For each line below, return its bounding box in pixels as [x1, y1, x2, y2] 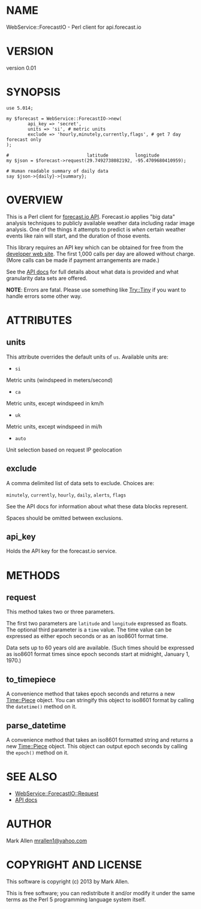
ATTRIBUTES [6, 313, 73, 327]
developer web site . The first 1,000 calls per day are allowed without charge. [6, 250, 195, 257]
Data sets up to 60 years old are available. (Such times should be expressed [6, 644, 194, 651]
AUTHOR [6, 817, 52, 831]
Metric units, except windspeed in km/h [6, 399, 104, 407]
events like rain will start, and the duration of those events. [6, 232, 151, 239]
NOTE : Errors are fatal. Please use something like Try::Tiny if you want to [6, 286, 186, 293]
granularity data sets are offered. [6, 274, 88, 282]
